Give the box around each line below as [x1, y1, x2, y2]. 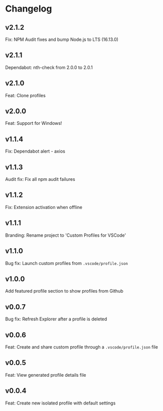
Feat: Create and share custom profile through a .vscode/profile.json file [5, 344, 158, 350]
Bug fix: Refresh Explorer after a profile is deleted [5, 316, 107, 322]
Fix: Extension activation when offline [5, 204, 83, 210]
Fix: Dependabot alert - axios [5, 148, 65, 154]
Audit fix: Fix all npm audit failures [5, 176, 75, 182]
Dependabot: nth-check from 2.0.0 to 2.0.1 [5, 64, 93, 71]
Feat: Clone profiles [5, 92, 46, 98]
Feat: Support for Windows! [5, 120, 62, 126]
